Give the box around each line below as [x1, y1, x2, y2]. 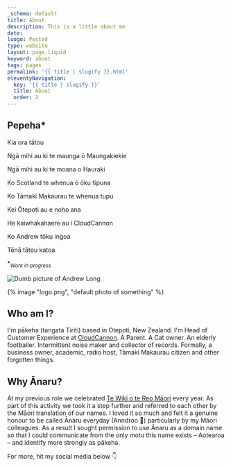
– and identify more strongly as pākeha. [7, 439, 120, 447]
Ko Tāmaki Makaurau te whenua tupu [7, 192, 114, 200]
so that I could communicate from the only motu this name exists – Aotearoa [7, 431, 225, 439]
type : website [7, 42, 49, 49]
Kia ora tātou [7, 138, 44, 146]
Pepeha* [7, 119, 46, 132]
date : [7, 29, 23, 37]
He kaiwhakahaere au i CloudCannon [7, 219, 113, 227]
